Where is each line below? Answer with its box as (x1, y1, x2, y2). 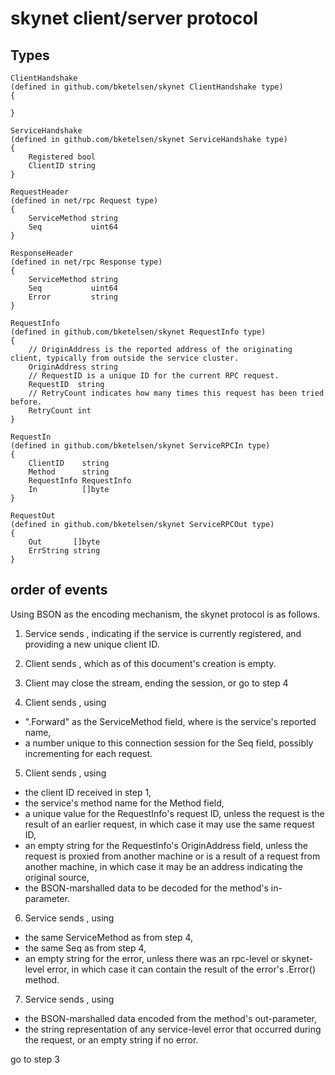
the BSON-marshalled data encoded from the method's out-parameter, (24, 1012, 318, 1024)
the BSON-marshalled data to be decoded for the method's (24, 882, 269, 894)
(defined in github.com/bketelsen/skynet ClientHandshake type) (10, 82, 284, 92)
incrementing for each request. (24, 747, 153, 759)
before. (10, 397, 43, 407)
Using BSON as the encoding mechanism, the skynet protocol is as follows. (10, 608, 321, 620)
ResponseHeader (10, 248, 74, 258)
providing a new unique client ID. (24, 638, 160, 650)
